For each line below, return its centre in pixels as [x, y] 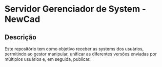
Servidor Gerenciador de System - [75, 9]
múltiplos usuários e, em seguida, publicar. [48, 59]
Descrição [20, 37]
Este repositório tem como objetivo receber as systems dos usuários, [74, 49]
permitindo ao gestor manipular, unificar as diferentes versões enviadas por [81, 54]
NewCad [22, 19]
